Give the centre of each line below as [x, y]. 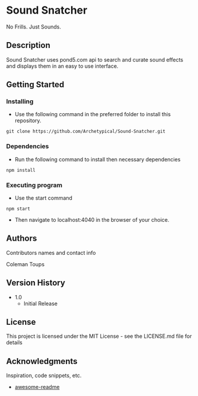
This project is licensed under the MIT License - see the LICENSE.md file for [99, 336]
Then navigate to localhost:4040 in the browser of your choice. [92, 220]
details [14, 343]
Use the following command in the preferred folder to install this [92, 114]
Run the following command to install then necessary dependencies [98, 159]
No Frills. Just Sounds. [33, 27]
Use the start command [44, 198]
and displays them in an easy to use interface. [62, 66]
